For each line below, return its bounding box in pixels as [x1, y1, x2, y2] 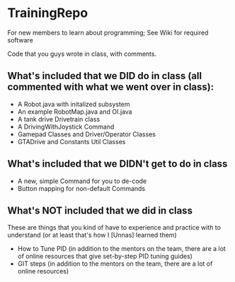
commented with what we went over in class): [7, 81, 214, 93]
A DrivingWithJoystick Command [17, 122, 115, 131]
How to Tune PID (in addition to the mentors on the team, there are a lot [17, 245, 227, 253]
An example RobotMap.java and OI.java [17, 107, 132, 116]
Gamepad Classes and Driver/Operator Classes [17, 129, 156, 139]
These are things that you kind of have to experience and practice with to [7, 223, 222, 232]
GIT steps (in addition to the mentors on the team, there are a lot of [17, 259, 213, 268]
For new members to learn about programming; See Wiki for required [7, 28, 209, 37]
